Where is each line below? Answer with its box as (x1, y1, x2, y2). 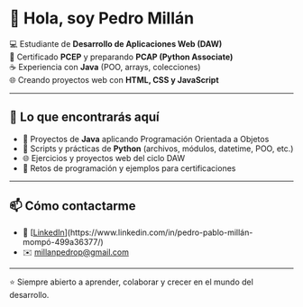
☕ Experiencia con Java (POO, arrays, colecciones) (9, 61, 201, 72)
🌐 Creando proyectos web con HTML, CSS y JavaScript (9, 74, 219, 85)
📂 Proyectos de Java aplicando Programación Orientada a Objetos (22, 133, 270, 144)
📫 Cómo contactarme (9, 198, 137, 214)
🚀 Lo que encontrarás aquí (9, 110, 160, 125)
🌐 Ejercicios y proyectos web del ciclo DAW (22, 152, 186, 163)
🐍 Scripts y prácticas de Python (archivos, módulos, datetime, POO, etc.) (22, 143, 294, 154)
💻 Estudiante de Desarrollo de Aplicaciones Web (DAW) (9, 38, 223, 49)
